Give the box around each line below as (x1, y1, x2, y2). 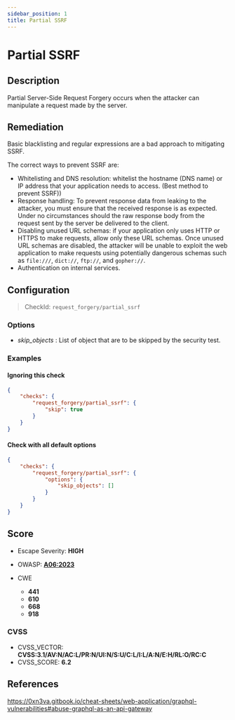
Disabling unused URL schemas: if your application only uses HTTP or (17, 226, 220, 235)
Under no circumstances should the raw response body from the (17, 212, 205, 220)
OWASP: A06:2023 (17, 560, 75, 569)
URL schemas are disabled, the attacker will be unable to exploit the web (17, 241, 228, 250)
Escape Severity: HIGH (17, 546, 84, 555)
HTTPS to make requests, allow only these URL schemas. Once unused (17, 234, 224, 243)
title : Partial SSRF (7, 17, 68, 24)
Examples (7, 353, 42, 363)
